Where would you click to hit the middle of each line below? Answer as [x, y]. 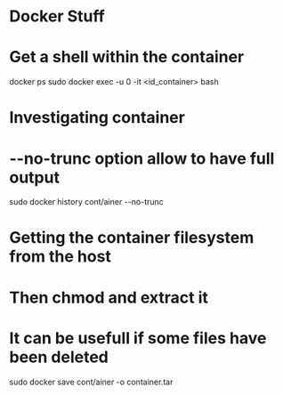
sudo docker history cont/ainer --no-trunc [87, 202]
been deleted [59, 357]
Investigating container [97, 118]
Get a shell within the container [127, 57]
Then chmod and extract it [109, 298]
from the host [60, 257]
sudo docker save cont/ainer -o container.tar [91, 382]
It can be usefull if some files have [138, 338]
